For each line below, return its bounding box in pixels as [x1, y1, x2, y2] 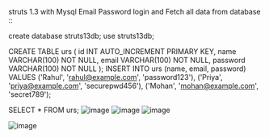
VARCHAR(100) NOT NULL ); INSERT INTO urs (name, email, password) [8, 64, 246, 73]
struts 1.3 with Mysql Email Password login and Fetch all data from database [8, 7, 261, 16]
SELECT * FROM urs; [8, 105, 79, 115]
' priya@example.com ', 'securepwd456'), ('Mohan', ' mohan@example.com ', [8, 81, 258, 90]
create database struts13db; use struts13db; [8, 31, 155, 40]
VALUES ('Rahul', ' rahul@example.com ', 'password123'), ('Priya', [8, 73, 224, 82]
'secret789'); [8, 90, 52, 99]
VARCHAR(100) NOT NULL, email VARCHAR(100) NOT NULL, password [8, 56, 246, 65]
